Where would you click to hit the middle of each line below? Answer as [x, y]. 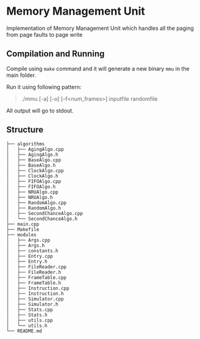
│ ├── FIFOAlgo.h [31, 187]
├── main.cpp [23, 224]
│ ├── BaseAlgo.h [31, 165]
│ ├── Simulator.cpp [35, 299]
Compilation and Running [55, 54]
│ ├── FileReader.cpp [37, 267]
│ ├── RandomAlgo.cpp [37, 203]
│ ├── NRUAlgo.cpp [33, 192]
